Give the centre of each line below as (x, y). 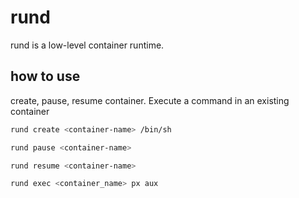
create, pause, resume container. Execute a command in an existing (150, 100)
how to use (45, 76)
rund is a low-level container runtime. (87, 45)
